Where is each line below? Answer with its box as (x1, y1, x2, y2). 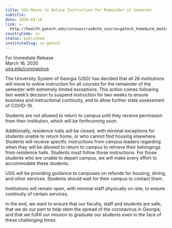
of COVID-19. (5, 103, 33, 109)
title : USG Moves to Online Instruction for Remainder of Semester (5, 7, 153, 13)
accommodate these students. (5, 160, 70, 166)
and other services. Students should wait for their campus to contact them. (5, 175, 164, 182)
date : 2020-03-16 (5, 17, 42, 22)
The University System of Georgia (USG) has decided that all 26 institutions (5, 75, 165, 82)
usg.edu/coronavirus (5, 65, 49, 71)
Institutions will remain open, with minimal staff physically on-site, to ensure (5, 185, 165, 191)
